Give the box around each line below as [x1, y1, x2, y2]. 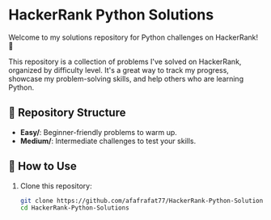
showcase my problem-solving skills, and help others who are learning [8, 74, 244, 83]
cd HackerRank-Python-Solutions [19, 204, 129, 212]
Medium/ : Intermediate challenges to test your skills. [19, 136, 197, 146]
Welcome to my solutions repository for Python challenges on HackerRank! [8, 32, 259, 42]
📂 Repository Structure [8, 106, 126, 120]
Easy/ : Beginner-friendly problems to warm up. [19, 127, 178, 137]
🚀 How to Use [8, 159, 77, 173]
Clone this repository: [19, 180, 92, 191]
